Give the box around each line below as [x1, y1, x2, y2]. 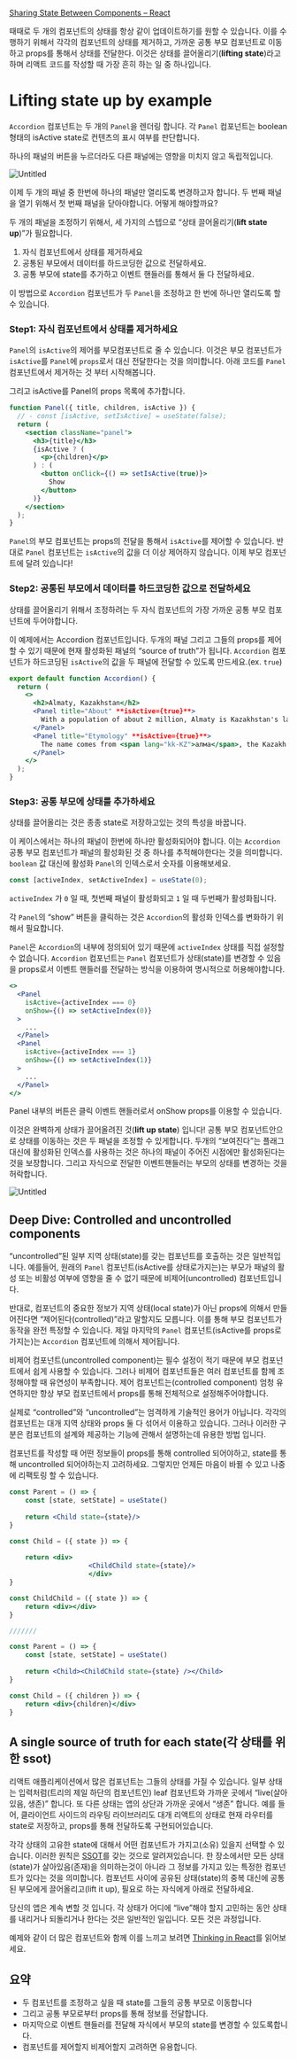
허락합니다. [9, 1169, 48, 1179]
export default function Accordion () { [9, 673, 156, 683]
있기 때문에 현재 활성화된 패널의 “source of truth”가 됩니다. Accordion [27, 645, 270, 656]
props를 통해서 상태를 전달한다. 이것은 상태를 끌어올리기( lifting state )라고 [25, 48, 281, 58]
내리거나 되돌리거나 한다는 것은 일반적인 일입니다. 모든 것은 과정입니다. [18, 1914, 262, 1924]
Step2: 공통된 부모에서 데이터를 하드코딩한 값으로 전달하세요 [9, 582, 251, 595]
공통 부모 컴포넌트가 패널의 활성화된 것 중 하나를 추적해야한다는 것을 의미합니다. [9, 847, 283, 858]
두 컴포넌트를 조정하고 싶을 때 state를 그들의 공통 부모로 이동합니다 [21, 1997, 253, 2008]
